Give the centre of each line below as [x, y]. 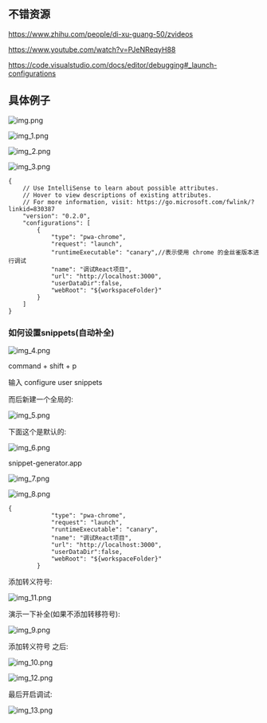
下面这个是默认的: [37, 431]
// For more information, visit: [78, 202]
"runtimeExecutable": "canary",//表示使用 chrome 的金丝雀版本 [152, 252]
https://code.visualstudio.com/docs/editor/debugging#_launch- [113, 65]
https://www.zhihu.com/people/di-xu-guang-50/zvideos [101, 33]
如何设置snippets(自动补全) [61, 332]
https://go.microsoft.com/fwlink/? [196, 202]
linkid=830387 [32, 209]
